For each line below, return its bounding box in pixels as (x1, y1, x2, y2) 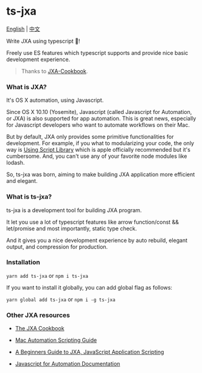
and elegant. (6, 177, 38, 185)
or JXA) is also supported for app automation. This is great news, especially (6, 115, 197, 123)
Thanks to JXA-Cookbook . (21, 67, 88, 74)
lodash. (6, 159, 25, 166)
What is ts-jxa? (6, 193, 52, 201)
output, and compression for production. (6, 243, 108, 250)
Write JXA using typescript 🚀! (6, 37, 80, 44)
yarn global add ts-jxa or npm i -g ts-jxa (6, 296, 116, 303)
